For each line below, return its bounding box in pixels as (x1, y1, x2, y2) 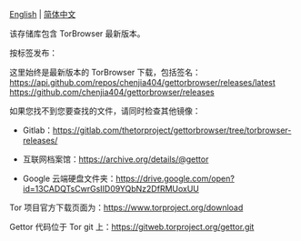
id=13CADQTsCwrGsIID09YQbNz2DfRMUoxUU (22, 184, 200, 194)
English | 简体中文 (9, 9, 76, 19)
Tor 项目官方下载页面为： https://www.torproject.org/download (9, 202, 244, 213)
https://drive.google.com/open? (115, 173, 235, 184)
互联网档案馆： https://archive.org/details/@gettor (22, 154, 209, 165)
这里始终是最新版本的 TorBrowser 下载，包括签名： (9, 67, 202, 77)
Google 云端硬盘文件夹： (22, 173, 116, 184)
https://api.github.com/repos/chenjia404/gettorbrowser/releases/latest (9, 77, 276, 87)
